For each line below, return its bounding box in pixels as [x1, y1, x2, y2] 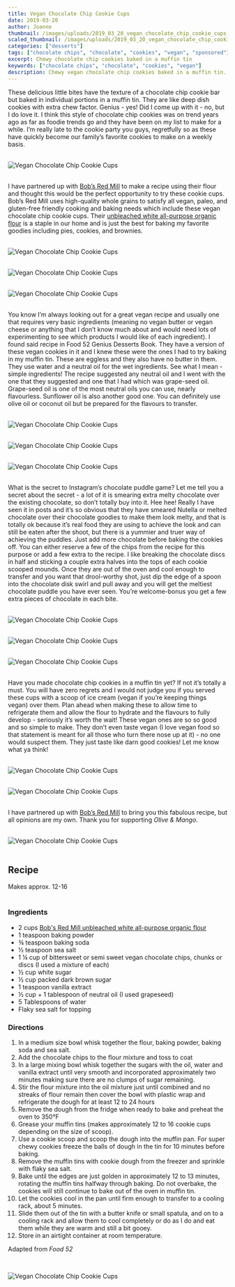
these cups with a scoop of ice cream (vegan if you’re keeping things [8, 693, 207, 701]
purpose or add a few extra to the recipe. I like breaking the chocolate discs [8, 550, 225, 558]
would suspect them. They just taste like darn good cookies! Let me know [8, 738, 220, 746]
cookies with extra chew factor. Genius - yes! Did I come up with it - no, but [8, 103, 225, 111]
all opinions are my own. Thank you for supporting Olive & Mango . [8, 815, 198, 824]
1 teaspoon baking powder [17, 931, 95, 939]
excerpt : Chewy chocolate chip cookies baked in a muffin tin [8, 56, 192, 63]
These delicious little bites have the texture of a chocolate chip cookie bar [8, 88, 220, 96]
